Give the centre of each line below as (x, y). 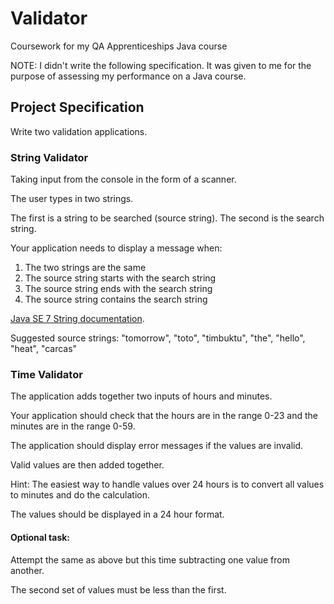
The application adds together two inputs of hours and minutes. (141, 396)
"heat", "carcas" (44, 349)
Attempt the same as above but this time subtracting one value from (150, 559)
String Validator (49, 157)
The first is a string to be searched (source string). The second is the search (167, 218)
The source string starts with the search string (120, 278)
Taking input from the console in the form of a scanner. (123, 179)
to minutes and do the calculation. (80, 495)
